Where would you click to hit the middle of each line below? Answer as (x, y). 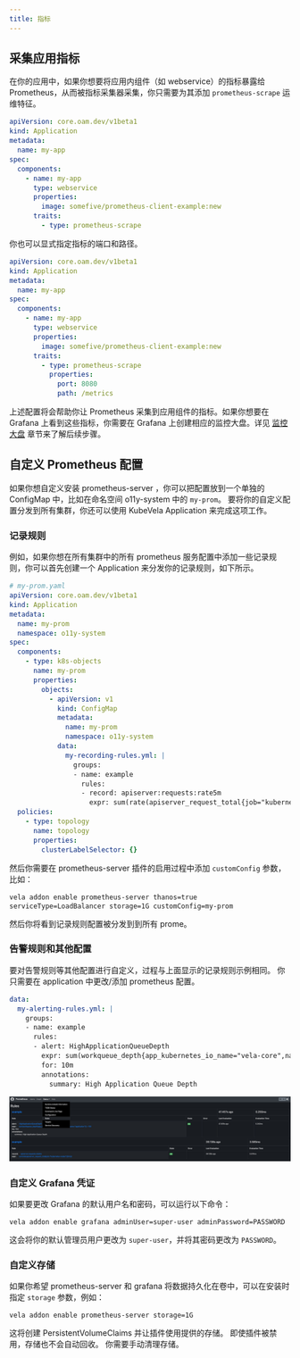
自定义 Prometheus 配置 (76, 465)
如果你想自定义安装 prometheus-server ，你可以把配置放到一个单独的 (137, 487)
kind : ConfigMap (87, 708)
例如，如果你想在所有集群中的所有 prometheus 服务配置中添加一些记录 (139, 557)
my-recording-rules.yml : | (116, 755)
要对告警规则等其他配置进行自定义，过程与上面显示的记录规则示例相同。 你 (147, 970)
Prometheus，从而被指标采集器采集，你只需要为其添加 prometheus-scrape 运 (150, 93)
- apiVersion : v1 (81, 699)
